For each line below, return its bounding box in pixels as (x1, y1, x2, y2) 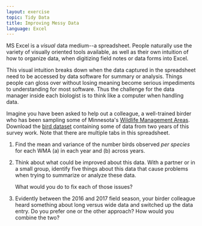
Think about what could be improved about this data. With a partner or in (14, 159, 195, 166)
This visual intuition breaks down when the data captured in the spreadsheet (6, 67, 196, 74)
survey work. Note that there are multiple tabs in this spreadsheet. (6, 129, 170, 136)
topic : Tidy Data (6, 14, 50, 20)
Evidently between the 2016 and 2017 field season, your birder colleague (14, 195, 195, 202)
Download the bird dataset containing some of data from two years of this (6, 123, 189, 130)
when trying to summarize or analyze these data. (14, 172, 136, 179)
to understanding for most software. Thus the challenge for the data (6, 85, 175, 93)
